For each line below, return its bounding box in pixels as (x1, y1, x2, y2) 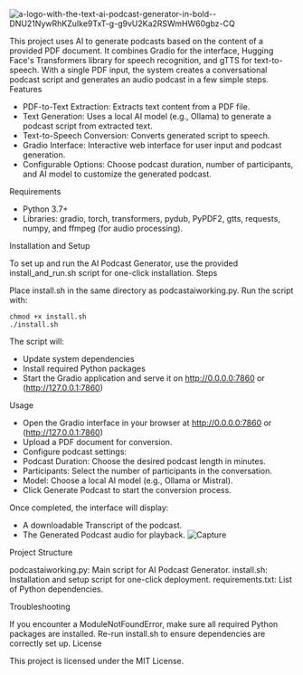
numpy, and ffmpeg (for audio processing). (22, 223, 184, 233)
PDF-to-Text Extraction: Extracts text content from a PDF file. (22, 101, 251, 112)
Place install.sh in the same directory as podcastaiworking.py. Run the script (9, 285, 294, 296)
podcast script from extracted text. (22, 120, 153, 131)
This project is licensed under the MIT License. (9, 656, 185, 666)
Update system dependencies (22, 354, 135, 364)
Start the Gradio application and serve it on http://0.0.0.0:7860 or (22, 373, 265, 384)
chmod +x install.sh (9, 312, 88, 321)
